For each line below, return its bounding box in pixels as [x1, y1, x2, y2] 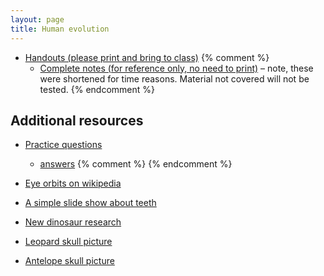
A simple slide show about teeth [24, 197, 157, 209]
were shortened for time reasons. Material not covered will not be [39, 72, 310, 85]
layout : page [10, 14, 65, 25]
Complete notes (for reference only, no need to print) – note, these [39, 62, 314, 74]
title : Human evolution [10, 24, 110, 34]
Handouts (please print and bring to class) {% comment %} [24, 51, 270, 63]
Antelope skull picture [24, 255, 115, 267]
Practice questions [24, 139, 103, 151]
